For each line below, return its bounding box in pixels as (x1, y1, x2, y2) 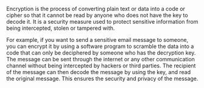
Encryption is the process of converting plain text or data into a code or (6, 5, 186, 12)
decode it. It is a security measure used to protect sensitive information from (6, 18, 199, 25)
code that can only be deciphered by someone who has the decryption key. (6, 49, 196, 56)
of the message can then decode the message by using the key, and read (6, 69, 191, 75)
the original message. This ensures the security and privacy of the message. (6, 75, 199, 82)
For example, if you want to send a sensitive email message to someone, (6, 36, 189, 43)
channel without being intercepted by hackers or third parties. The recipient (6, 62, 196, 69)
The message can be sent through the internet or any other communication (6, 56, 195, 63)
